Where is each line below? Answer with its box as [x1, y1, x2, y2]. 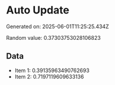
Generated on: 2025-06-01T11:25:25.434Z [6, 23, 109, 30]
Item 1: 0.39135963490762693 [14, 67, 90, 74]
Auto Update [6, 4, 70, 17]
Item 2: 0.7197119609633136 [14, 73, 84, 80]
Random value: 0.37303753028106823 [6, 34, 101, 41]
